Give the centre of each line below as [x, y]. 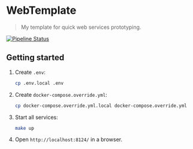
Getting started [35, 58]
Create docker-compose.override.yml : [61, 94]
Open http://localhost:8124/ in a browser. [69, 139]
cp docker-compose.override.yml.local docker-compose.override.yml [101, 106]
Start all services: [36, 117]
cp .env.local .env [39, 83]
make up [24, 128]
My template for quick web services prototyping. [81, 27]
